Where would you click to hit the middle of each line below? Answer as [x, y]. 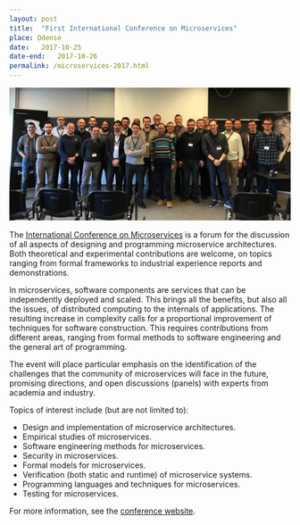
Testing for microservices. [70, 493]
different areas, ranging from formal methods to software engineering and [145, 337]
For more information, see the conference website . [103, 511]
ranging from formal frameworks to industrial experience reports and [136, 262]
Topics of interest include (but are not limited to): [99, 410]
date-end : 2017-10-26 [54, 57]
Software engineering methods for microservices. [113, 446]
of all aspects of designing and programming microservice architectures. [143, 244]
